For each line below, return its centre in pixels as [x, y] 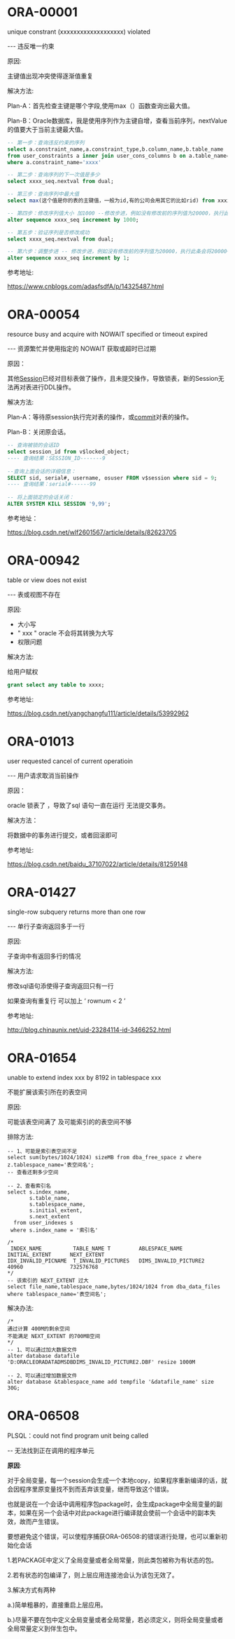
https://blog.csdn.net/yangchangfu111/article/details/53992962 [98, 713]
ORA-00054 [44, 315]
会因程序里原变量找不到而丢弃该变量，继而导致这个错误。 [90, 1489]
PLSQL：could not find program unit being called [78, 1436]
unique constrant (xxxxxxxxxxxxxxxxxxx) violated [79, 32]
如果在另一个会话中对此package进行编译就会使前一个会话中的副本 [114, 1513]
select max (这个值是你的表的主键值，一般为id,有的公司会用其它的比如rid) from [111, 201]
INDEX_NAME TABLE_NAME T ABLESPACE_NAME [97, 1248]
